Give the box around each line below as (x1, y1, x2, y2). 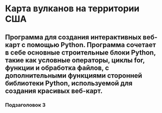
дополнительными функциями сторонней (5, 71, 142, 80)
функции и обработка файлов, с (5, 63, 109, 72)
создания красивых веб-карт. (5, 86, 103, 95)
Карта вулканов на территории (5, 3, 140, 14)
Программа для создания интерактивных (5, 33, 142, 41)
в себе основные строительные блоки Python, (5, 48, 156, 56)
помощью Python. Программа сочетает (27, 40, 156, 49)
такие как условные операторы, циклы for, (5, 56, 145, 64)
